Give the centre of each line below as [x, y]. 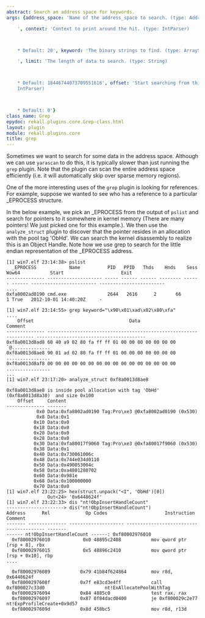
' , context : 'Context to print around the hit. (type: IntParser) [103, 29]
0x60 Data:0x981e [56, 476]
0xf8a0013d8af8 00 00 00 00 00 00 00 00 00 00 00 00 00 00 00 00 [91, 364]
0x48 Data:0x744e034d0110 [66, 460]
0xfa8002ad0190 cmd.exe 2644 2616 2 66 [94, 294]
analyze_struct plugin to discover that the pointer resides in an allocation [98, 232]
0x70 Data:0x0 [51, 487]
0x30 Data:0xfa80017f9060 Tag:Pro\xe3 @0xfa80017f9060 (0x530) [116, 444]
